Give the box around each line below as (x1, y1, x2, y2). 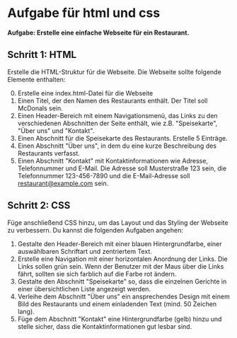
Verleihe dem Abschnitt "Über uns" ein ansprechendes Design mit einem (17, 292, 230, 301)
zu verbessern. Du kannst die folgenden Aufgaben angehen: (7, 226, 184, 234)
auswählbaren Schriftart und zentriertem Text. (17, 247, 152, 255)
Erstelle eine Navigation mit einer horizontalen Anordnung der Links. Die (17, 255, 228, 263)
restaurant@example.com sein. (17, 179, 109, 187)
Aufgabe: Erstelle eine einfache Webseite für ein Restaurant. (7, 28, 190, 37)
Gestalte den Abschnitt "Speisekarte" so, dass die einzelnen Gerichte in (17, 277, 227, 286)
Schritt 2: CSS (7, 199, 71, 211)
